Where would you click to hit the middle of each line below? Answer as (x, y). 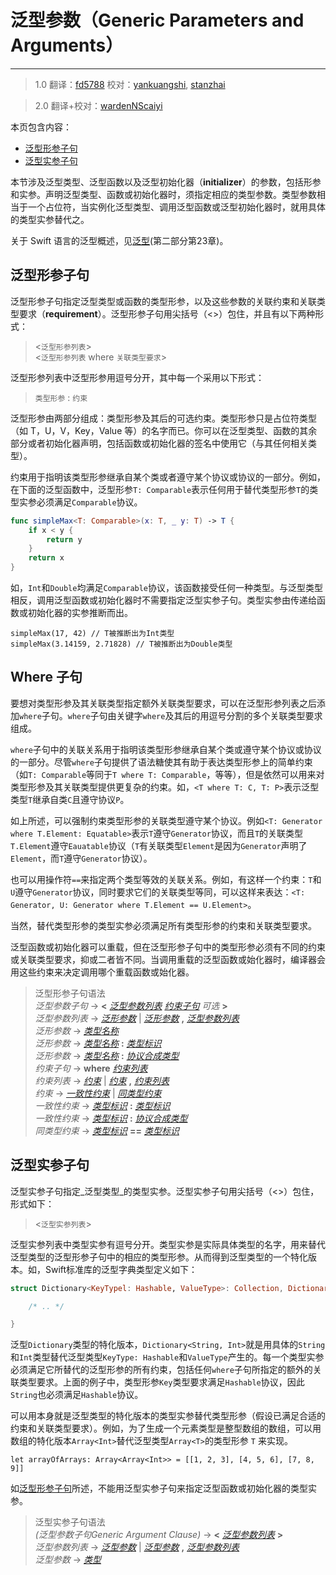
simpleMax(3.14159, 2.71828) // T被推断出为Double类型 (121, 644)
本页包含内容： (41, 127)
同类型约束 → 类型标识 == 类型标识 (107, 1130)
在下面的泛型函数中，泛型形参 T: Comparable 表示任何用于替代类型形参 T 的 (160, 489)
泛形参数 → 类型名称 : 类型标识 (98, 1043)
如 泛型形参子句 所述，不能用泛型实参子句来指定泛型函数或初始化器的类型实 (163, 1488)
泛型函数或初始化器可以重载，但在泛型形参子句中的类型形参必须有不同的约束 (168, 947)
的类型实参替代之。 (50, 219)
